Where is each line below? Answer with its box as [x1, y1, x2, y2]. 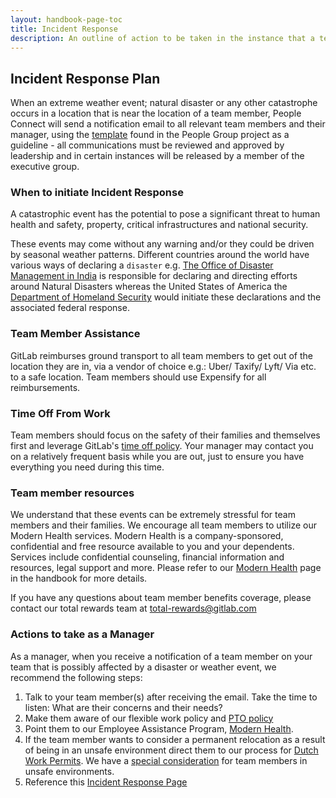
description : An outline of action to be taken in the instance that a [10, 33, 315, 43]
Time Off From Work [10, 406, 111, 420]
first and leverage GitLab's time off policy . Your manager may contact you [10, 440, 314, 452]
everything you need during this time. [10, 461, 165, 473]
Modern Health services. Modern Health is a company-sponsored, [10, 530, 284, 542]
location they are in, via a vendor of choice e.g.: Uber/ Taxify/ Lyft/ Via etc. [10, 360, 317, 372]
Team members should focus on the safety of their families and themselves [10, 429, 321, 441]
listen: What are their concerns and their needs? [24, 701, 223, 713]
